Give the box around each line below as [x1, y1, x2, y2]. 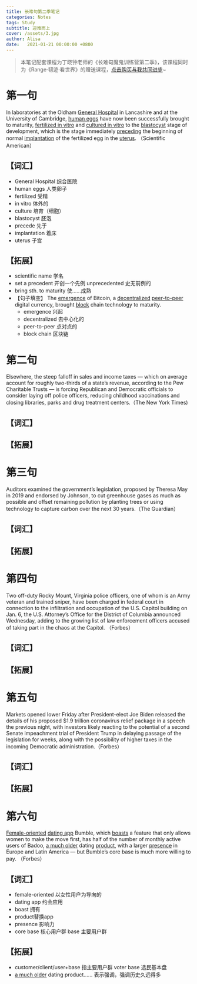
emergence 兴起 [23, 308, 64, 315]
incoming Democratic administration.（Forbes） [6, 742, 122, 750]
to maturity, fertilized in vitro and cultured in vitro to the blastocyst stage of [6, 121, 188, 128]
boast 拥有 [14, 906, 41, 913]
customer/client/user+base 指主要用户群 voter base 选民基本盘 [14, 963, 168, 970]
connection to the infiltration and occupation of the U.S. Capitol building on [6, 604, 188, 611]
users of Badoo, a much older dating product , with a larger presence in [6, 842, 178, 849]
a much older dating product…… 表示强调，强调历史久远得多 [14, 971, 161, 978]
